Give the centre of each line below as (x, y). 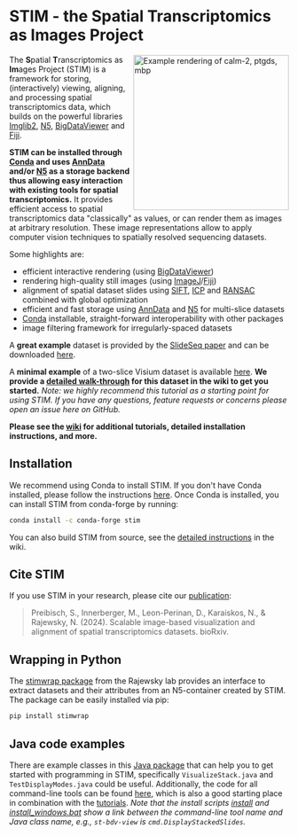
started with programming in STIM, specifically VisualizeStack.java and (141, 774)
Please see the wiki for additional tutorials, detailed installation (127, 426)
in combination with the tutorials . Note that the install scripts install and (139, 802)
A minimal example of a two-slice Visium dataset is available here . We (138, 371)
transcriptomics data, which (60, 106)
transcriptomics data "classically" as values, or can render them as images (145, 218)
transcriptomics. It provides (61, 199)
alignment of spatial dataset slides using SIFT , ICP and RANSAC (138, 290)
